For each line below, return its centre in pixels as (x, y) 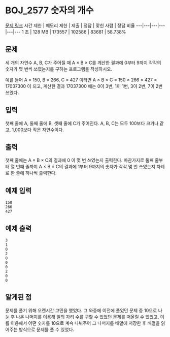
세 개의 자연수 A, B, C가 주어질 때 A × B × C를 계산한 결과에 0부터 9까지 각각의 (83, 63)
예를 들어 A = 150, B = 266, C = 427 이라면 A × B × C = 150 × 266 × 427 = (81, 80)
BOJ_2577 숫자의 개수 (49, 10)
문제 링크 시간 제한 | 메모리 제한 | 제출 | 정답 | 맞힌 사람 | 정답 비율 (70, 25)
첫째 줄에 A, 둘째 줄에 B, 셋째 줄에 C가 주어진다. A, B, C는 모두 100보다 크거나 (82, 123)
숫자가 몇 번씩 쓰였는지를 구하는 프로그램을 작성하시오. (59, 69)
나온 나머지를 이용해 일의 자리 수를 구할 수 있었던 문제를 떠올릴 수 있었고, (88, 317)
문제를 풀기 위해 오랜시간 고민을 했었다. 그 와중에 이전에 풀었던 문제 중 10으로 (81, 310)
